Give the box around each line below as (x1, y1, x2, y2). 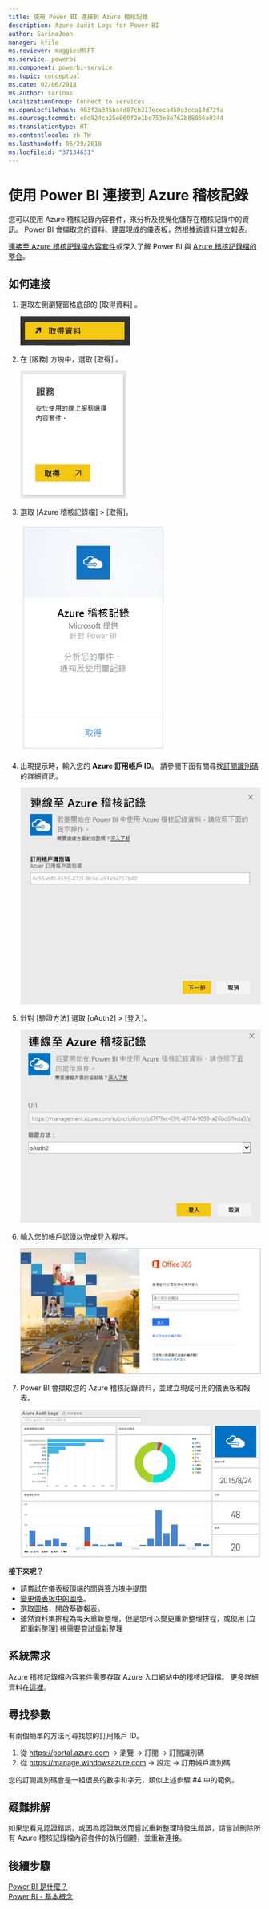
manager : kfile (8, 38, 59, 47)
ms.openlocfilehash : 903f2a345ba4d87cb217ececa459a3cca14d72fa (8, 106, 224, 114)
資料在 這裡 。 (8, 1682, 50, 1692)
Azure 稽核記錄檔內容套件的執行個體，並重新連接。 (17, 1833, 187, 1843)
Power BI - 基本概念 (8, 1892, 74, 1902)
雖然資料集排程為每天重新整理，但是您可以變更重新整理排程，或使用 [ (19, 1613, 250, 1623)
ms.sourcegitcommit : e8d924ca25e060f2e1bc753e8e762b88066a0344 (8, 115, 224, 123)
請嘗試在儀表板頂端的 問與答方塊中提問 (19, 1583, 147, 1593)
